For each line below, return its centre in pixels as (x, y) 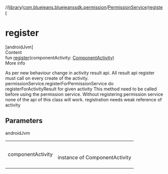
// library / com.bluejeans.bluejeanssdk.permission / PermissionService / (77, 7)
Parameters (24, 121)
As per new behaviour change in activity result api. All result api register (80, 73)
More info (15, 63)
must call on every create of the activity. (47, 78)
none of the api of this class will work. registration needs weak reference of (84, 99)
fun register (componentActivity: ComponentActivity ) (60, 57)
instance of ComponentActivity (95, 157)
